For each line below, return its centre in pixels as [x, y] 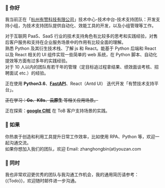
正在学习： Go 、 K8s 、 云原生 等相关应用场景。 [52, 100]
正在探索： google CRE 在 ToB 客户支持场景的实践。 [57, 111]
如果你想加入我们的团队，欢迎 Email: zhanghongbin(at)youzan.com [73, 149]
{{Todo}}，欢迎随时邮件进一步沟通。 [42, 181]
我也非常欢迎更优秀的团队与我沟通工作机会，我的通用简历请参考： [72, 174]
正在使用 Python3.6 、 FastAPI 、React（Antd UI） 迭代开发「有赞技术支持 [80, 84]
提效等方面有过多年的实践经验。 [37, 61]
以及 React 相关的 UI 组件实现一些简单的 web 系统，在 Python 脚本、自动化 [81, 55]
